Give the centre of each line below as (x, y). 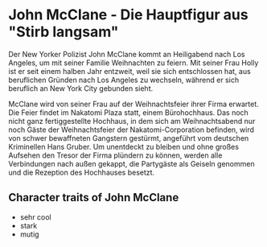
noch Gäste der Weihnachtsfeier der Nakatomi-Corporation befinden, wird (131, 130)
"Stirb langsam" (64, 32)
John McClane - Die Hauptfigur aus (128, 15)
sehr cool (36, 217)
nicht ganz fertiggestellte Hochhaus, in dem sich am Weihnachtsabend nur (132, 121)
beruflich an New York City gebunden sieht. (81, 88)
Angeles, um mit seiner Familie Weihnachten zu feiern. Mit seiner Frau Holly (133, 63)
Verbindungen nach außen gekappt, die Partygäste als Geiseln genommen (131, 163)
